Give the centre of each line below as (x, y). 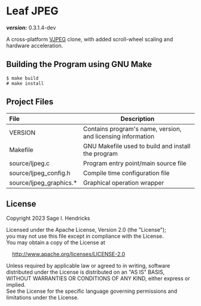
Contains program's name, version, (132, 129)
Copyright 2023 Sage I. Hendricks (48, 218)
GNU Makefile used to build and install (137, 146)
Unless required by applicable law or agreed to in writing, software (88, 266)
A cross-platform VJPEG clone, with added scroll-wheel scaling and (90, 39)
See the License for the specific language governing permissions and (92, 291)
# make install (25, 83)
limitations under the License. (42, 298)
